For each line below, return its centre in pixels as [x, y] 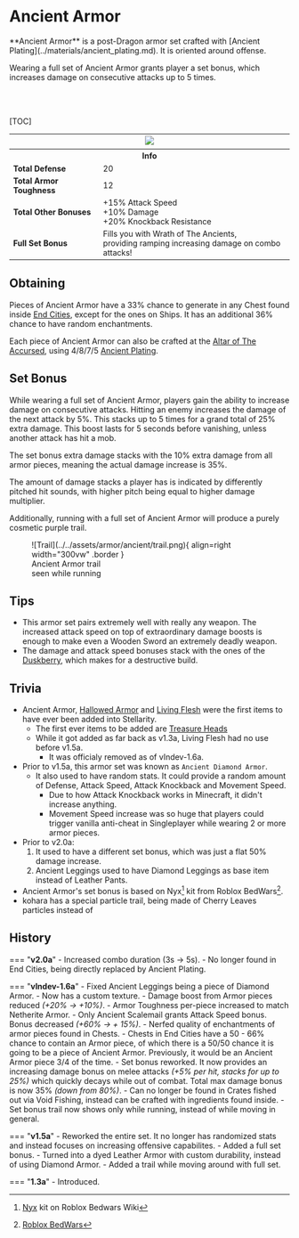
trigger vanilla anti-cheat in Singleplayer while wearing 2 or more [167, 823]
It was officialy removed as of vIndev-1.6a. [126, 757]
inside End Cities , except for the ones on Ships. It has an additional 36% [141, 314]
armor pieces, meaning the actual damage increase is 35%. [118, 464]
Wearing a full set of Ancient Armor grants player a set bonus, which [135, 68]
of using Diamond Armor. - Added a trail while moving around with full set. [145, 1164]
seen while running [66, 573]
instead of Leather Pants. [81, 880]
